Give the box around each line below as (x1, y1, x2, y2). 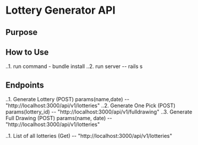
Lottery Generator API (5, 4, 116, 17)
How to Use (5, 47, 49, 57)
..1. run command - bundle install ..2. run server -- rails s (5, 63, 143, 70)
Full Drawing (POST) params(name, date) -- (5, 115, 113, 122)
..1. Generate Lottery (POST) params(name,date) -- (5, 96, 130, 103)
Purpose (5, 27, 38, 37)
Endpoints (5, 80, 44, 90)
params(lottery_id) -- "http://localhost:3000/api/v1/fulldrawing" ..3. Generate (5, 108, 193, 115)
